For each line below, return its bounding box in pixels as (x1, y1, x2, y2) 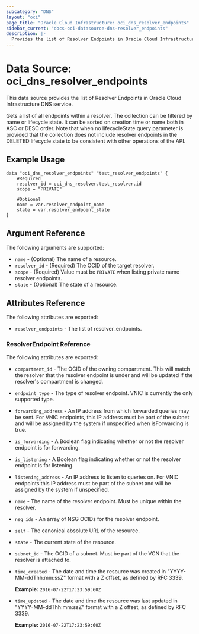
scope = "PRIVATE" (17, 186, 62, 192)
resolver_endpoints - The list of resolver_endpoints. (14, 325, 142, 332)
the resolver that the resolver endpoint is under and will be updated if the (14, 371, 193, 378)
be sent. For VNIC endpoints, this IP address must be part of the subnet (14, 413, 190, 420)
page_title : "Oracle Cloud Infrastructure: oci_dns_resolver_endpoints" (6, 20, 190, 26)
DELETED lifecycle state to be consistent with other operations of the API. (6, 137, 186, 145)
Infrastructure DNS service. (6, 101, 73, 108)
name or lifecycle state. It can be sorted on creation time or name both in (6, 118, 184, 125)
